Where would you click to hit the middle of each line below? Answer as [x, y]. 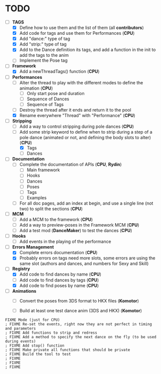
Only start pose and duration [56, 93]
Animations [24, 291]
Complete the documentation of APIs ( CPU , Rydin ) [70, 164]
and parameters [21, 328]
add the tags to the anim [44, 55]
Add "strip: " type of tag [43, 44]
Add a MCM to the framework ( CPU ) [56, 219]
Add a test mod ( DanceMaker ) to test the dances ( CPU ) [76, 230]
